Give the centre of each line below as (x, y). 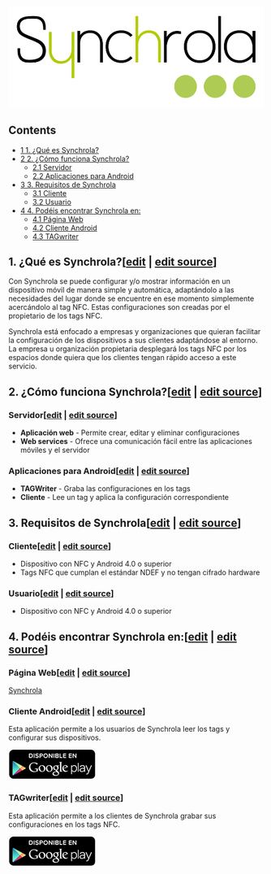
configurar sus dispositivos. (55, 737)
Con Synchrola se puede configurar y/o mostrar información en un (120, 281)
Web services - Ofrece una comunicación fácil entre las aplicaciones (136, 441)
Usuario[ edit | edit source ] (61, 594)
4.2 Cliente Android (65, 228)
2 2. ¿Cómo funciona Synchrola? (75, 159)
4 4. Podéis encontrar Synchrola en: (80, 211)
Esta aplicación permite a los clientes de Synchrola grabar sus (112, 815)
